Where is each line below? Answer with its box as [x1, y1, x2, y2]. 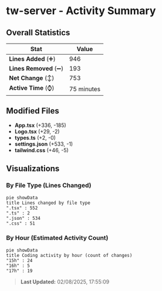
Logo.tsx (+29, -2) [14, 128, 60, 135]
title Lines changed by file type [6, 200, 91, 206]
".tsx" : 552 [6, 205, 38, 211]
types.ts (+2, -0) [14, 134, 56, 141]
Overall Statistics [6, 28, 70, 38]
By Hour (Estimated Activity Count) [6, 234, 109, 242]
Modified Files [6, 106, 60, 116]
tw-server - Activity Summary [6, 4, 156, 18]
